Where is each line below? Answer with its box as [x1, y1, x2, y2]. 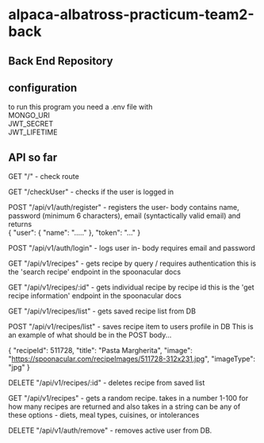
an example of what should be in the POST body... [8, 330, 172, 340]
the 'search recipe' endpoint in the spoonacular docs [8, 267, 181, 277]
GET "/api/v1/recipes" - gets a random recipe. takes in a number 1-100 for [8, 394, 248, 403]
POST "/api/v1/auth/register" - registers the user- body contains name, [8, 203, 239, 212]
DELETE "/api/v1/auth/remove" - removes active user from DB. [8, 426, 212, 435]
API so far [8, 150, 58, 164]
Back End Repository [8, 54, 113, 68]
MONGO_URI [8, 111, 50, 120]
